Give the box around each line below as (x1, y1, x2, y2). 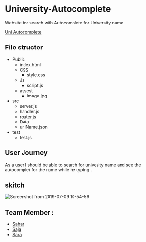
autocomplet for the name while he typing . (5, 167, 92, 172)
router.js (19, 114, 37, 120)
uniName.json (19, 124, 48, 130)
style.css (26, 72, 45, 78)
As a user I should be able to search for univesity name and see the (5, 162, 141, 168)
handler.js (19, 108, 40, 114)
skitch (5, 181, 24, 189)
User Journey (5, 148, 48, 157)
